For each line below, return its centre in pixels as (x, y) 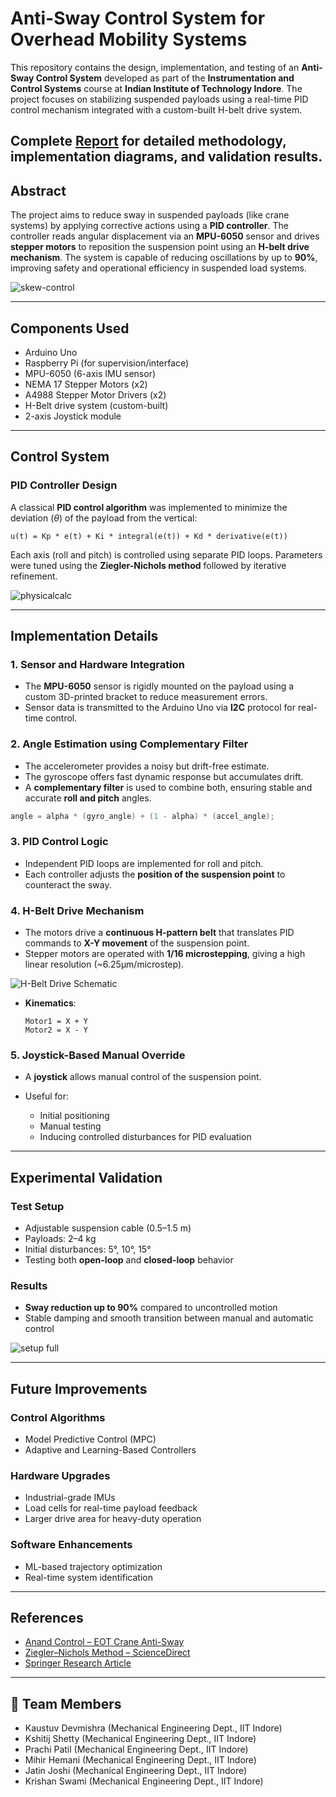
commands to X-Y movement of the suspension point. (137, 943)
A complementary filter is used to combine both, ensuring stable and (168, 787)
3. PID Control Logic (59, 842)
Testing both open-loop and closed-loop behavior (129, 1260)
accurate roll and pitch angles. (88, 798)
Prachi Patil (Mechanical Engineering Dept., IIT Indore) (136, 1749)
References (47, 1618)
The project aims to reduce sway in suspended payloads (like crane (150, 215)
